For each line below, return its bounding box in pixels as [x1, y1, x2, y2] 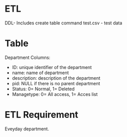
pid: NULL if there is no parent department [12, 80, 100, 86]
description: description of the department [12, 75, 101, 81]
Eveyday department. [5, 125, 49, 132]
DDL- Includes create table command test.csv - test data [5, 20, 122, 26]
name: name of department [12, 70, 69, 76]
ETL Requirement [5, 109, 79, 121]
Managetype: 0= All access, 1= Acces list [12, 91, 98, 97]
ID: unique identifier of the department [12, 64, 92, 70]
